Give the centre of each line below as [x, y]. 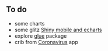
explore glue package [41, 36]
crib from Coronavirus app [46, 42]
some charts [29, 23]
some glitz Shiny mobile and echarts [58, 30]
